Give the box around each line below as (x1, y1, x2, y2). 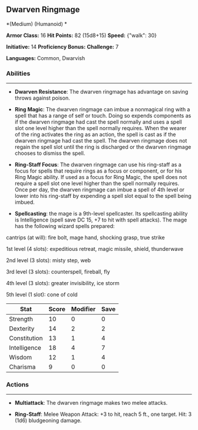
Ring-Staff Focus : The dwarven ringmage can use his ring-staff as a (14, 161, 181, 168)
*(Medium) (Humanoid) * (6, 20, 68, 27)
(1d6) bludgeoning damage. (14, 417, 82, 424)
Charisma (9, 363, 36, 371)
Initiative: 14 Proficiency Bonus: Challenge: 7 (6, 43, 119, 50)
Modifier (71, 305, 96, 313)
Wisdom (9, 353, 32, 362)
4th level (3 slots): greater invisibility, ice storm (6, 280, 120, 287)
